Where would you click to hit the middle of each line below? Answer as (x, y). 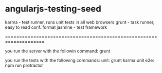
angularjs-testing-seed (53, 9)
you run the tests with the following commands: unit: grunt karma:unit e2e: (80, 60)
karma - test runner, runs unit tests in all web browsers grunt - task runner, (80, 22)
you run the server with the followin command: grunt (58, 51)
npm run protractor (24, 65)
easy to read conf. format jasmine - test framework (56, 27)
